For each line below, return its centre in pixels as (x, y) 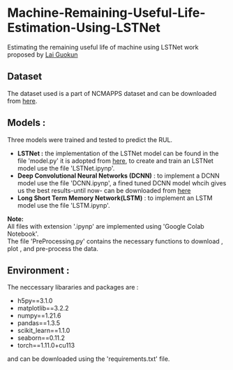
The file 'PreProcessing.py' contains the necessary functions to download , (115, 241)
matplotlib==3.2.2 (43, 308)
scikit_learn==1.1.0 (44, 331)
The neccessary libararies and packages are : (73, 287)
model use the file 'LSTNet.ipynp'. (66, 168)
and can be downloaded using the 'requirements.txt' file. (89, 359)
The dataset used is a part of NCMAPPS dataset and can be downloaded (112, 93)
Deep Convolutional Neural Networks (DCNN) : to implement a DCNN (118, 176)
